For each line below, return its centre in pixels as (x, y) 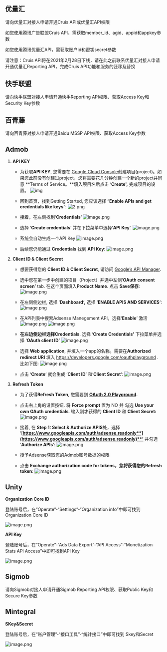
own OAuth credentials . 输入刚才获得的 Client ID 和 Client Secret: (88, 412)
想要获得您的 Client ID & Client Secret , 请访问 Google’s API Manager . (90, 269)
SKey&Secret (19, 624)
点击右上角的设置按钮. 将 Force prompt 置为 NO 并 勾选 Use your (87, 405)
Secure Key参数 (21, 595)
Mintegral (20, 612)
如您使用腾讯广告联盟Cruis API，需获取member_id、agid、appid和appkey (81, 33)
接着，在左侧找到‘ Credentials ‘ (51, 217)
